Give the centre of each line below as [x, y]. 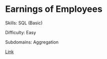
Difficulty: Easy [21, 32]
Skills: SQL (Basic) [24, 23]
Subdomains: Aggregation [32, 42]
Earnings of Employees [54, 9]
